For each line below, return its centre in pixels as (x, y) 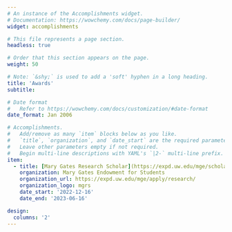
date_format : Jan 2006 (40, 115)
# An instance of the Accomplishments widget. (75, 14)
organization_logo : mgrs (55, 186)
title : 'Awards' (30, 83)
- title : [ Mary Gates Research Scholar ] (72, 166)
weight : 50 (23, 64)
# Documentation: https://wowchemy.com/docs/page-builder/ (94, 20)
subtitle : (21, 90)
